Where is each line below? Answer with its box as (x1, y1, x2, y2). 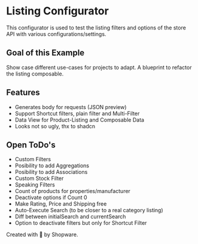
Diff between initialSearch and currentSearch (14, 213, 126, 220)
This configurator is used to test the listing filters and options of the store (6, 24, 187, 31)
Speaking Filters (14, 181, 55, 188)
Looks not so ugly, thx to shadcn (14, 122, 96, 129)
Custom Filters (14, 156, 51, 163)
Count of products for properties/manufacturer (14, 188, 130, 195)
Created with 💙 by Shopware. (6, 231, 78, 238)
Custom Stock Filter (14, 175, 64, 182)
